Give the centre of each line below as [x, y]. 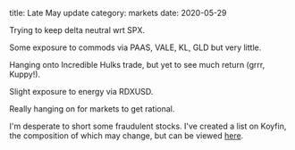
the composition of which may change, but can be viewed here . [126, 136]
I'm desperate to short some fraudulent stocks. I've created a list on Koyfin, [148, 126]
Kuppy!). [25, 74]
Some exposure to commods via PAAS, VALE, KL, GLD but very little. [135, 47]
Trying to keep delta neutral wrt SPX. [77, 30]
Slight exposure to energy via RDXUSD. [81, 92]
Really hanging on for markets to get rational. [92, 109]
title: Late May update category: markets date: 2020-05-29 [118, 13]
